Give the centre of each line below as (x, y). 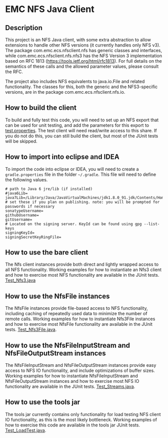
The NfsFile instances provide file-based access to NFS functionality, (76, 308)
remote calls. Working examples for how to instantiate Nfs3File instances (80, 319)
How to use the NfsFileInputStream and (68, 345)
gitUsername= (19, 220)
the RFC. (14, 72)
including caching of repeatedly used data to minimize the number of (76, 314)
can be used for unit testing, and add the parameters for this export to (77, 125)
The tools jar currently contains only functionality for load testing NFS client (83, 414)
